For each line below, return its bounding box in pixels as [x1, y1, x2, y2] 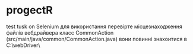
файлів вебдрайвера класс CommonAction [6, 29, 114, 36]
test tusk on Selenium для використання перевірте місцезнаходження [6, 23, 183, 30]
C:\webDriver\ [6, 42, 40, 49]
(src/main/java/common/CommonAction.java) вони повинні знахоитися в [6, 35, 187, 42]
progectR [6, 4, 53, 17]
